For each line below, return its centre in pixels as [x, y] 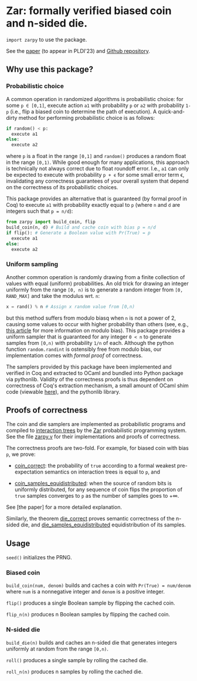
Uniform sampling [32, 264]
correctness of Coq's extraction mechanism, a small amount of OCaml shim [97, 385]
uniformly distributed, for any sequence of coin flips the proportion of [98, 489]
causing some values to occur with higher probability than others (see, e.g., [97, 324]
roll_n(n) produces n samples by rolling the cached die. [74, 672]
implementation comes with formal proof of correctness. [74, 355]
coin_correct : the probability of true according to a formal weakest [95, 466]
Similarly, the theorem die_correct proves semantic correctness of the [90, 519]
